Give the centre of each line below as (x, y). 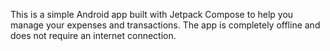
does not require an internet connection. (93, 35)
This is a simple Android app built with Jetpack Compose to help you (152, 14)
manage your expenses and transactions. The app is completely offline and (165, 25)
